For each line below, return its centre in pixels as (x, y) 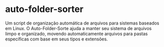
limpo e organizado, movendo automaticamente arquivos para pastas (76, 33)
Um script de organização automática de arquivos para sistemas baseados (82, 23)
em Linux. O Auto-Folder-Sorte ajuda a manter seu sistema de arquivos (78, 28)
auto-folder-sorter (44, 9)
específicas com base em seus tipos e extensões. (57, 39)
